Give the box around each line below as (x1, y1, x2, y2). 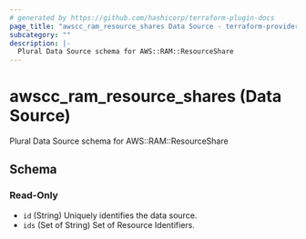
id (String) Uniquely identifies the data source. (22, 210, 198, 221)
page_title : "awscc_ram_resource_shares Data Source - (9, 22, 222, 31)
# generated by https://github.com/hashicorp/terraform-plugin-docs (9, 13, 275, 23)
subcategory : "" (9, 30, 71, 39)
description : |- (9, 38, 71, 48)
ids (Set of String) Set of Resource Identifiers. (22, 219, 196, 230)
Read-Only (9, 189, 59, 202)
